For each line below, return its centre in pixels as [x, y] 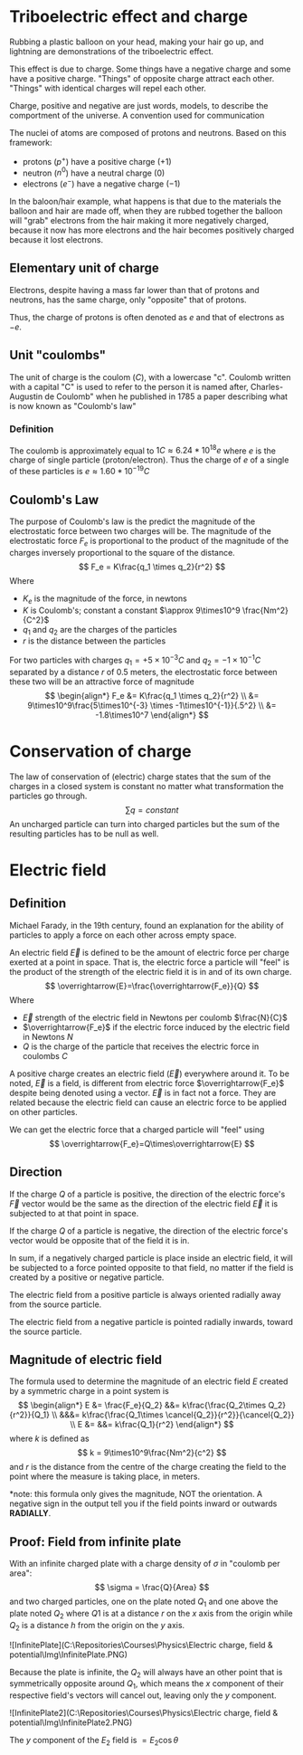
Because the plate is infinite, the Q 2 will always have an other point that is [146, 1673]
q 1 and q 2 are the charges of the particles [100, 630]
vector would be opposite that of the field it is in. [99, 1240]
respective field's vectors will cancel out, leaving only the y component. [143, 1695]
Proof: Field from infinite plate [95, 1542]
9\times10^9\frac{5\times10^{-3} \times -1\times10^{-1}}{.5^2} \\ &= [151, 705]
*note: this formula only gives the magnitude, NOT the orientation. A [136, 1494]
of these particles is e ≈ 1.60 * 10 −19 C [80, 471]
